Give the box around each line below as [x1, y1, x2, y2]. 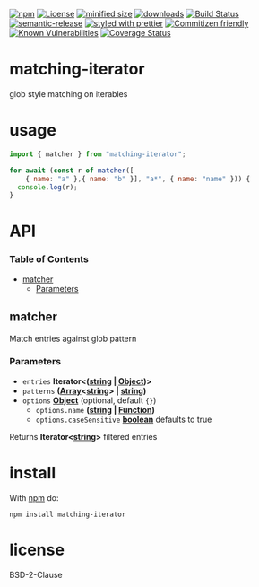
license [9, 539, 65, 560]
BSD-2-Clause [9, 569, 63, 580]
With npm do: [9, 492, 60, 503]
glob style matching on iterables [9, 88, 128, 99]
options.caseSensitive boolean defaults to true [35, 414, 212, 425]
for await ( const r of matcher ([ [9, 166, 134, 175]
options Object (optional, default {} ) [22, 395, 157, 406]
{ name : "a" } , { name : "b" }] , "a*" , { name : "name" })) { [25, 174, 251, 183]
